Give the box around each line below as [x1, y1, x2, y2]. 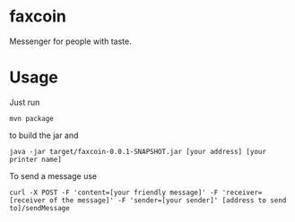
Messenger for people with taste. [9, 36, 132, 47]
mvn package [9, 114, 54, 123]
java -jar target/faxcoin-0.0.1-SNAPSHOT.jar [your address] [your [9, 147, 267, 156]
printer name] [9, 155, 63, 164]
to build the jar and [9, 130, 79, 141]
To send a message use [9, 170, 97, 181]
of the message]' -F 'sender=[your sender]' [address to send [48, 195, 287, 205]
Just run [9, 97, 40, 107]
